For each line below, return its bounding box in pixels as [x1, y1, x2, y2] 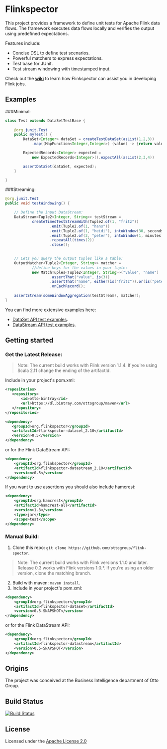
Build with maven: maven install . [12, 579, 81, 585]
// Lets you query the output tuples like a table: [14, 256, 123, 261]
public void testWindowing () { [5, 201, 70, 206]
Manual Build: [5, 533, 39, 540]
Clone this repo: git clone [12, 545, 67, 551]
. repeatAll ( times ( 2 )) [49, 238, 94, 243]
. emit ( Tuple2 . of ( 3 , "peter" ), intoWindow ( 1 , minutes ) [49, 233, 164, 238]
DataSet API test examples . [12, 316, 68, 322]
